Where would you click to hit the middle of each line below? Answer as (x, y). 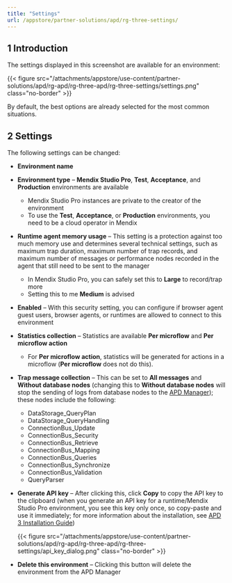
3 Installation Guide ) (46, 523)
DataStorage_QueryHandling (68, 421)
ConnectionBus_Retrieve (63, 443)
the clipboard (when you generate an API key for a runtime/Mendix (113, 501)
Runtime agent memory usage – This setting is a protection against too (119, 237)
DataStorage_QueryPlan (62, 413)
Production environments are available (73, 187)
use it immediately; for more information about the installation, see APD (119, 516)
